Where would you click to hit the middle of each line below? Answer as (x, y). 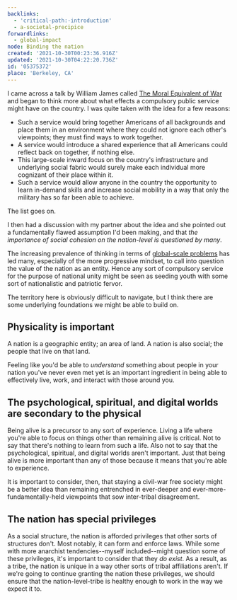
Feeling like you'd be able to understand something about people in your (113, 365)
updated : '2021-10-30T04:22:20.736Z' (63, 60)
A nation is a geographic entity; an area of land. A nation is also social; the (115, 344)
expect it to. (25, 589)
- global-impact (37, 40)
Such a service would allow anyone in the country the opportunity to (117, 182)
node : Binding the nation (45, 47)
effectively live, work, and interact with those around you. (91, 380)
